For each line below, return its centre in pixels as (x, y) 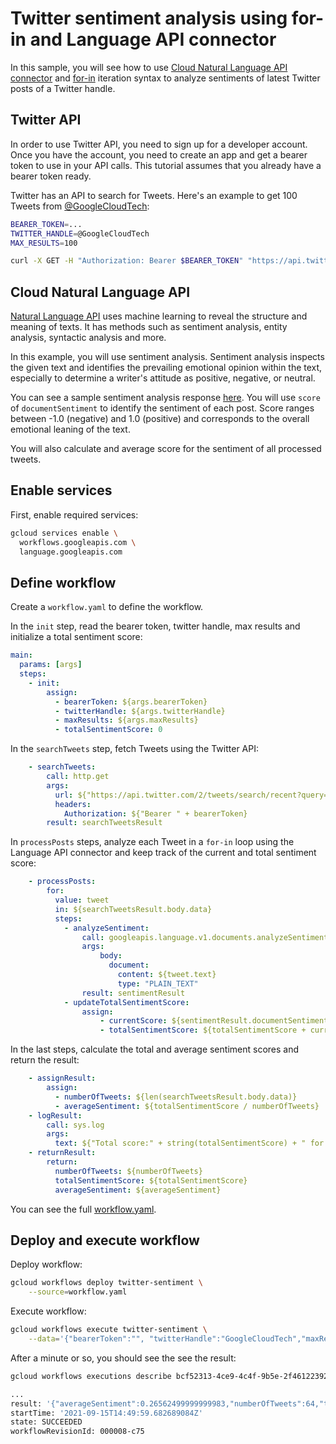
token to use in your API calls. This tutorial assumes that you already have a (166, 165)
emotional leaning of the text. (70, 429)
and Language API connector (153, 39)
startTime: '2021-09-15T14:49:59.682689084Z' (106, 1413)
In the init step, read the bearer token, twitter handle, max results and (155, 626)
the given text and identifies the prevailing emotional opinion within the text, (166, 368)
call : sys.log (75, 1125)
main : (21, 655)
